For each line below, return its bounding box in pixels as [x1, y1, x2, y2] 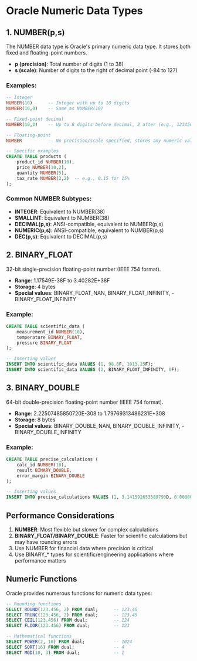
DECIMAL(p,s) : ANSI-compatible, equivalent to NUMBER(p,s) [14, 220, 164, 227]
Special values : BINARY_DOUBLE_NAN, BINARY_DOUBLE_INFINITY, [14, 422, 181, 429]
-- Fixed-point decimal [6, 116, 64, 122]
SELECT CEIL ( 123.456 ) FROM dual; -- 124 [6, 617, 130, 623]
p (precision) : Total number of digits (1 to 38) [14, 60, 124, 67]
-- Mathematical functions [6, 633, 72, 639]
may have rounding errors [14, 539, 77, 546]
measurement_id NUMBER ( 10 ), [16, 329, 85, 335]
